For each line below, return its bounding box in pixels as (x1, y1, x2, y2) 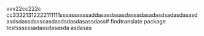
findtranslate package (110, 18, 166, 25)
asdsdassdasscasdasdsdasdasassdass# (6, 18, 109, 25)
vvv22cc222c (6, 5, 42, 12)
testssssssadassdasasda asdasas (6, 24, 92, 31)
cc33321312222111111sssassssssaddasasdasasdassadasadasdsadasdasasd (6, 11, 198, 19)
